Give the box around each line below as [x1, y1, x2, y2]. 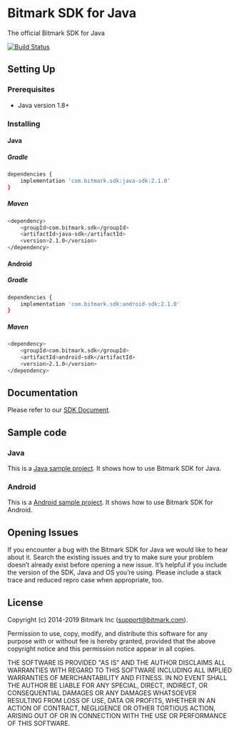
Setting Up [7, 63, 56, 76]
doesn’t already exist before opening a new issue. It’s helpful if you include [7, 561, 227, 569]
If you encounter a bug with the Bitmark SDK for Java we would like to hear [7, 545, 228, 554]
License [7, 597, 44, 609]
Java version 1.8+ [17, 101, 70, 109]
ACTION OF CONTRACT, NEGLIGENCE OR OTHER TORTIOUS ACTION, [7, 704, 216, 712]
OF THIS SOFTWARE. [7, 719, 71, 728]
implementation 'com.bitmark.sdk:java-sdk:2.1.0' [20, 177, 171, 184]
